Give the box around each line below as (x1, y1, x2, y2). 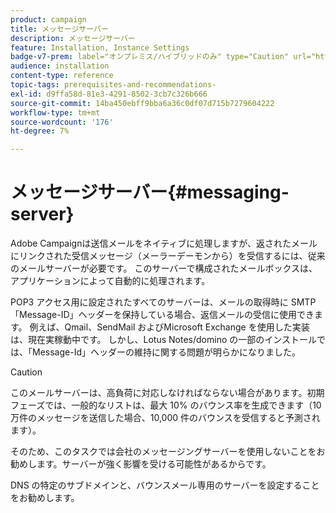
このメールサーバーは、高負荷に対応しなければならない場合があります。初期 (10, 387, 325, 399)
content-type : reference (10, 71, 114, 81)
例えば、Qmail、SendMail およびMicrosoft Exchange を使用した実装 (29, 321, 310, 333)
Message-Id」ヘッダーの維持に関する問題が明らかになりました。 (31, 346, 301, 358)
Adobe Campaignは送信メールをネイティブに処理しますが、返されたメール (10, 237, 318, 250)
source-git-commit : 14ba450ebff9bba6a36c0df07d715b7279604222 (10, 98, 275, 108)
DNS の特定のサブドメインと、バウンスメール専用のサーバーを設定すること (10, 479, 320, 491)
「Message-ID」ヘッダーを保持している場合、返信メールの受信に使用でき (10, 309, 315, 321)
